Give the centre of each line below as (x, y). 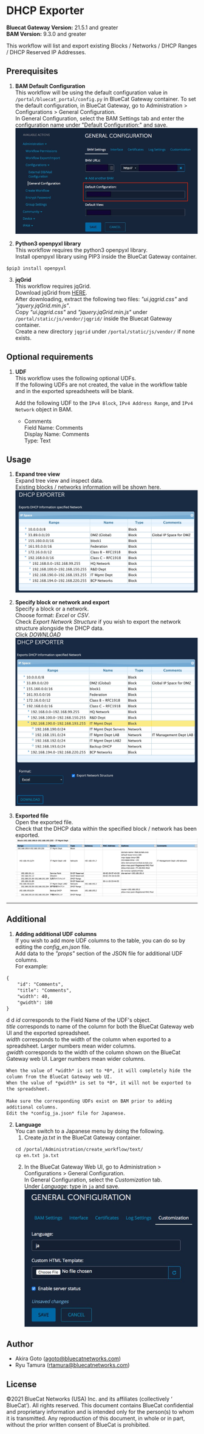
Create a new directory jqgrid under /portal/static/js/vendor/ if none (105, 331)
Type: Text (37, 440)
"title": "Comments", (44, 990)
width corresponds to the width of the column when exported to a (89, 1039)
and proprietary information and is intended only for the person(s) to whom (100, 1412)
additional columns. (32, 1107)
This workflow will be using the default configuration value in (91, 93)
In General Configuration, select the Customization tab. (93, 1180)
